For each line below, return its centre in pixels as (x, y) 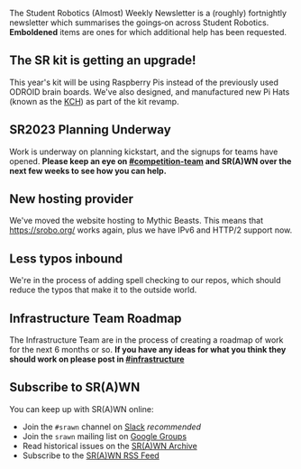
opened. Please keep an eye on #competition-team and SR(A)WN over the (150, 161)
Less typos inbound (66, 258)
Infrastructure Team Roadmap (96, 318)
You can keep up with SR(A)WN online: (82, 409)
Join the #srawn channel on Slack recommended (111, 427)
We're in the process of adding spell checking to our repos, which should (145, 280)
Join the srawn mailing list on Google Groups (105, 436)
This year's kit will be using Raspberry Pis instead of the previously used (144, 82)
